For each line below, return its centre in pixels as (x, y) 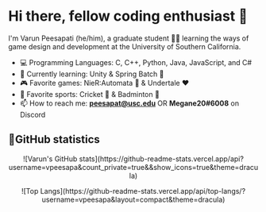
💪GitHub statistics (54, 139)
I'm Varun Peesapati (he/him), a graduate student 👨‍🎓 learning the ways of (129, 38)
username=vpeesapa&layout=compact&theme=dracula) (133, 199)
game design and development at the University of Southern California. (125, 46)
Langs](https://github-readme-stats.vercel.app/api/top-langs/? (143, 191)
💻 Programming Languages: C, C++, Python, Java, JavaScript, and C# (136, 62)
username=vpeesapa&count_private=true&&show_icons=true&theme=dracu (133, 167)
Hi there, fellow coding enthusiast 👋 (128, 16)
